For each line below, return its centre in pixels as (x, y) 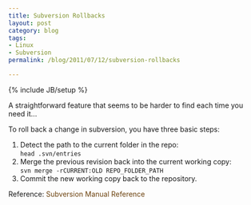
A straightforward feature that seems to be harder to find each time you (126, 105)
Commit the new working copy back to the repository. (108, 178)
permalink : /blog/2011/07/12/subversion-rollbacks (94, 61)
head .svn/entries (50, 154)
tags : (17, 38)
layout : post (30, 23)
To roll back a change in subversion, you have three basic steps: (114, 129)
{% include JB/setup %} (48, 89)
